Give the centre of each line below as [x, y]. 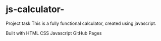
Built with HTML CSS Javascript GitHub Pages [54, 33]
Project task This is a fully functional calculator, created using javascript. [81, 23]
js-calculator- [35, 9]
